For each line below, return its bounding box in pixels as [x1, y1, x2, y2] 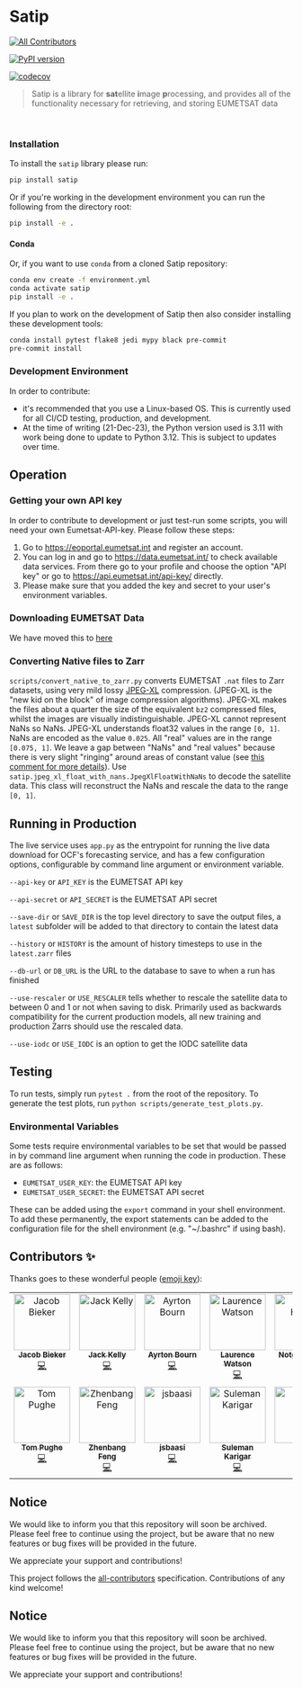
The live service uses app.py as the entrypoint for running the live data [9, 839, 271, 851]
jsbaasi [158, 1442, 186, 1452]
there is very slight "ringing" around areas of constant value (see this [9, 752, 265, 763]
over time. [22, 441, 60, 451]
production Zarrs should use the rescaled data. [9, 1021, 183, 1032]
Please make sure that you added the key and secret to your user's [22, 580, 271, 591]
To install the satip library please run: [9, 158, 148, 169]
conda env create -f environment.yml [9, 276, 151, 285]
